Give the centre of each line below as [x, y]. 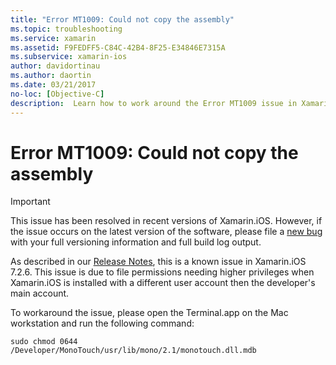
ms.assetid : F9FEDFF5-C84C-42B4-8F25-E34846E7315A [118, 47]
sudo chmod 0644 [44, 342]
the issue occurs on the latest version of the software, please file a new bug [166, 232]
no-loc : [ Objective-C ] [57, 94]
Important [30, 202]
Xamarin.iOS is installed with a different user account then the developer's [163, 283]
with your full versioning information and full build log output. [136, 242]
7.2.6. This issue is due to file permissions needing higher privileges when [162, 272]
